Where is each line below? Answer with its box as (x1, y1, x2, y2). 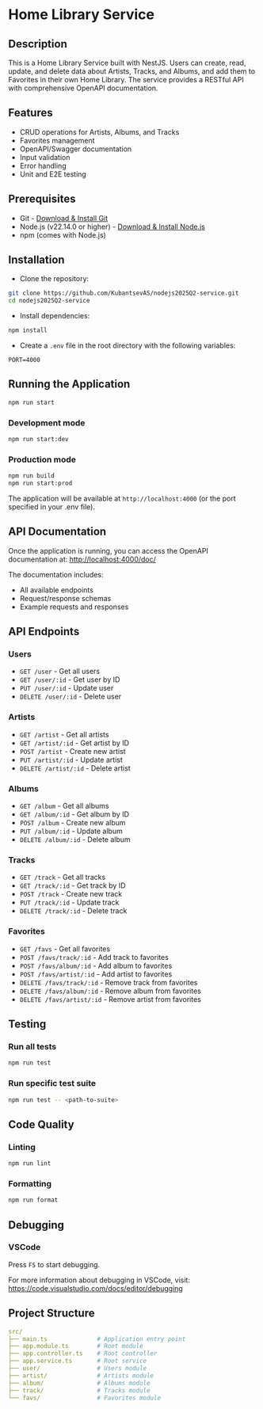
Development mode (8, 417, 86, 428)
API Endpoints (8, 625, 80, 638)
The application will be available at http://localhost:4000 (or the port (8, 493, 236, 503)
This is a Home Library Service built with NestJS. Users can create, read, (8, 58, 246, 67)
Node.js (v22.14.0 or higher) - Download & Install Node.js (19, 222, 206, 231)
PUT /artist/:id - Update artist (19, 755, 123, 764)
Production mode (8, 454, 77, 465)
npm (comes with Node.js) (19, 230, 107, 239)
